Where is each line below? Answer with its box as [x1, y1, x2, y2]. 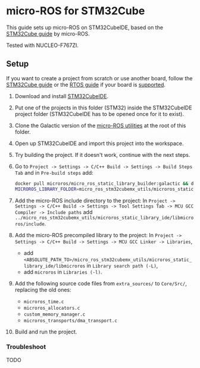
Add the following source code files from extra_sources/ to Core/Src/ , [14, 279, 187, 287]
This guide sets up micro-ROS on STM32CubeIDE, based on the [6, 24, 164, 31]
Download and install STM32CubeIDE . [14, 92, 109, 99]
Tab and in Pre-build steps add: [14, 169, 93, 176]
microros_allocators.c [23, 305, 80, 311]
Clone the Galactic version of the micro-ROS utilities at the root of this [14, 122, 186, 129]
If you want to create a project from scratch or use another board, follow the [6, 74, 193, 81]
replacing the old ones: [14, 286, 71, 293]
